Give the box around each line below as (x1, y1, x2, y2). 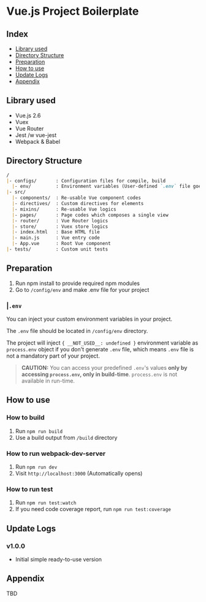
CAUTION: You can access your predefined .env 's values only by (21, 364, 188, 371)
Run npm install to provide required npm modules (15, 279, 140, 287)
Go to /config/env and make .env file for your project (15, 286, 150, 293)
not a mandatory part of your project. (6, 352, 100, 359)
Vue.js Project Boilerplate (6, 4, 139, 18)
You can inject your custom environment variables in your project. (6, 315, 173, 322)
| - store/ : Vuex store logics (12, 223, 109, 230)
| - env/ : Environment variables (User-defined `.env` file (12, 183, 191, 190)
